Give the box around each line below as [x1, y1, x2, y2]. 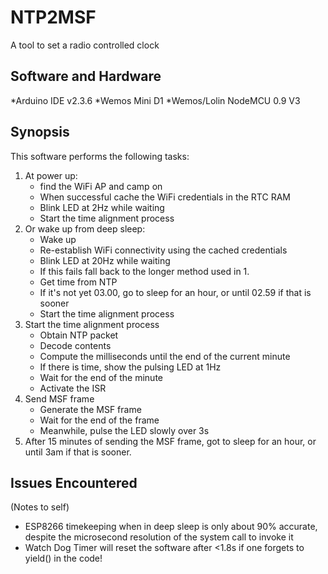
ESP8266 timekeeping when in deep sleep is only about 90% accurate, [24, 521, 318, 533]
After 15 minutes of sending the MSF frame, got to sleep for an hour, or [24, 435, 317, 447]
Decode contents [39, 339, 112, 351]
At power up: [24, 169, 78, 181]
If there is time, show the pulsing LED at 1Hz [39, 361, 222, 373]
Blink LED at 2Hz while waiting [39, 201, 165, 213]
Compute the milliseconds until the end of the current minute [39, 350, 291, 362]
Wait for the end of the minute [39, 371, 164, 383]
